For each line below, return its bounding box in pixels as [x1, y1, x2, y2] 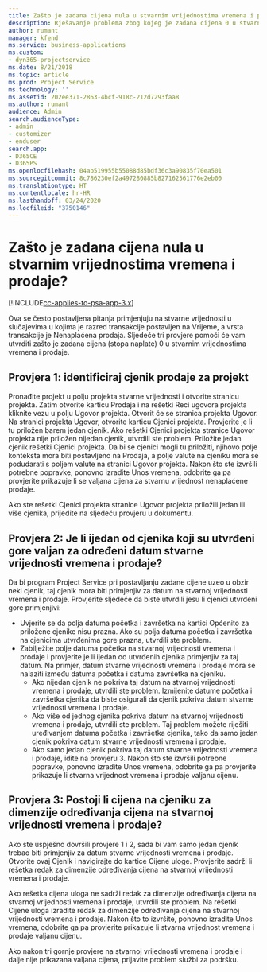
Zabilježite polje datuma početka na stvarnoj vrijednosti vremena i [19, 643, 236, 653]
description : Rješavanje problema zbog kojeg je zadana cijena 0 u [8, 19, 237, 27]
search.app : [8, 145, 48, 153]
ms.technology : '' [8, 85, 69, 94]
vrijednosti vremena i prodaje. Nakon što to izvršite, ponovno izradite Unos [8, 914, 253, 923]
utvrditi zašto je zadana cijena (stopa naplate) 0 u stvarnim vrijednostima [8, 339, 246, 348]
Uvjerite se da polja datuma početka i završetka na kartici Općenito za [19, 618, 250, 628]
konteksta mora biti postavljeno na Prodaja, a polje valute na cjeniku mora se [8, 451, 259, 461]
